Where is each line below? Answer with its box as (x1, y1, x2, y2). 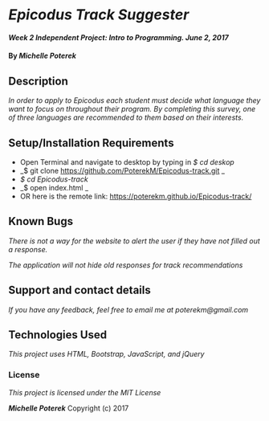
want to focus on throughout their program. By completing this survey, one (8, 104, 256, 114)
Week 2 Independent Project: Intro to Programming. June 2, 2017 (8, 32, 229, 42)
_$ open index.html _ (19, 183, 89, 192)
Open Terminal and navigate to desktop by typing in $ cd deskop (19, 157, 234, 166)
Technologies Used (8, 328, 107, 342)
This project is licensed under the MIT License (8, 387, 161, 397)
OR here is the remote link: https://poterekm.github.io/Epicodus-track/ (19, 191, 252, 201)
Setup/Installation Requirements (8, 136, 174, 149)
